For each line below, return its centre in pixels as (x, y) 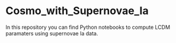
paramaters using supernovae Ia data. (52, 33)
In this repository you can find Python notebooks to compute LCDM (88, 27)
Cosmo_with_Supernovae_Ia (77, 11)
